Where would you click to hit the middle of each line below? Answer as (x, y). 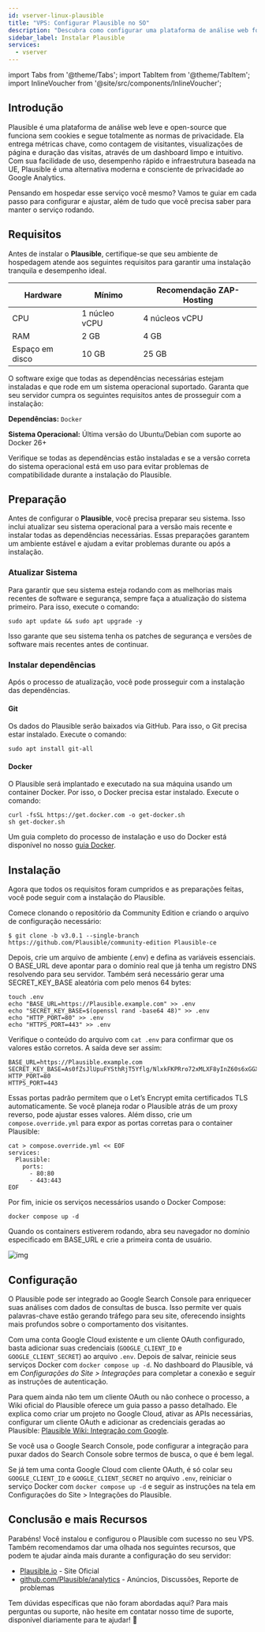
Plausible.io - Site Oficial (60, 1570)
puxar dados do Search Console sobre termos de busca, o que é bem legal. (131, 1454)
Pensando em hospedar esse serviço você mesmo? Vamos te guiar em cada (132, 193)
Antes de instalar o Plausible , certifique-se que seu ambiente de (113, 253)
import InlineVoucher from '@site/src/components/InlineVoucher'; (115, 83)
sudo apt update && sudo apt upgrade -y (76, 621)
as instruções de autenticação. (58, 1382)
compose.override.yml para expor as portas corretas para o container (121, 1123)
